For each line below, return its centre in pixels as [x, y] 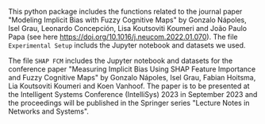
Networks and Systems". [49, 111]
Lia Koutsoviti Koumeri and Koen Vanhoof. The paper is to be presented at [129, 86]
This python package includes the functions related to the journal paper [125, 12]
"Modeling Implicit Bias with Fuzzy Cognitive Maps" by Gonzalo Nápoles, [128, 20]
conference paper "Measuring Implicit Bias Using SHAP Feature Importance [132, 69]
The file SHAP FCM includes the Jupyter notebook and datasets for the [121, 60]
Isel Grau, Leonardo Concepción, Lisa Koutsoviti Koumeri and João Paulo [128, 28]
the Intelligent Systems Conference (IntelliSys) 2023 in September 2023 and [133, 94]
